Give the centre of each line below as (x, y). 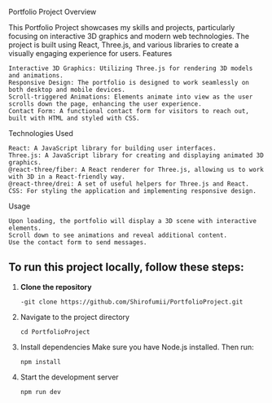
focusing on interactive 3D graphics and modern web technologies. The (129, 36)
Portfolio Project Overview (53, 12)
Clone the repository (56, 287)
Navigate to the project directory (75, 317)
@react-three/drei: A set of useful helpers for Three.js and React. (129, 184)
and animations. (36, 76)
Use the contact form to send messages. (78, 243)
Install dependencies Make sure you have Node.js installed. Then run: (137, 347)
